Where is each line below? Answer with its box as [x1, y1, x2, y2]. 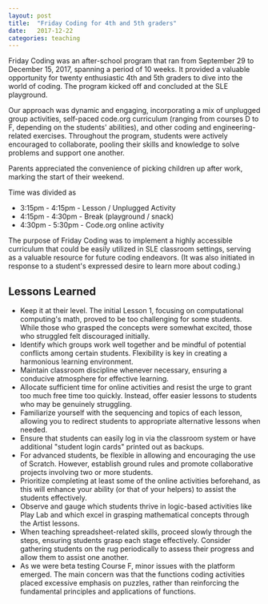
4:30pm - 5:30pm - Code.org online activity [19, 220, 165, 230]
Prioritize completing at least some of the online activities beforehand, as [19, 476, 262, 485]
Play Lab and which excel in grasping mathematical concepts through [19, 510, 250, 520]
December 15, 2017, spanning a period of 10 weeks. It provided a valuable [8, 65, 250, 74]
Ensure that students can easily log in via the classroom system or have [19, 433, 256, 443]
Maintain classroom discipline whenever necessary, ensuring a [19, 365, 228, 375]
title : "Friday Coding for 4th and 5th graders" [8, 19, 178, 27]
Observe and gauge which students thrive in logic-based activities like [19, 501, 252, 511]
